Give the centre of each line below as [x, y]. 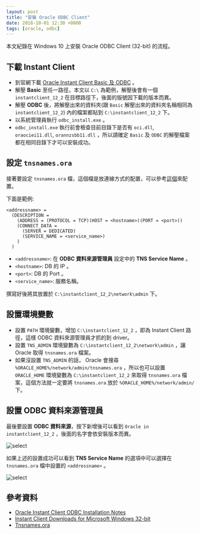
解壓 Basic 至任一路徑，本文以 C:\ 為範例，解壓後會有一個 [86, 90]
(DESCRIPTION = [30, 215]
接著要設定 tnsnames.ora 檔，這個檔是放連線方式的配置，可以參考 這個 [92, 178]
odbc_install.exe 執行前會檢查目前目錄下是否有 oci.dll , [84, 128]
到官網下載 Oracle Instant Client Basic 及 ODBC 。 [76, 83]
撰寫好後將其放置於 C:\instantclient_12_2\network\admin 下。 [83, 293]
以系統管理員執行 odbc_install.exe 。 [61, 120]
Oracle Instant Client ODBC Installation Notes [70, 512]
